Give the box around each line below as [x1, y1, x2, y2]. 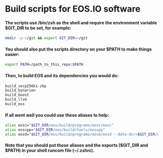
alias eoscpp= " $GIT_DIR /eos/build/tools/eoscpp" [5, 127, 105, 132]
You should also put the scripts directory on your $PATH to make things [5, 46, 152, 52]
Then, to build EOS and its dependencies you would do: [5, 72, 119, 78]
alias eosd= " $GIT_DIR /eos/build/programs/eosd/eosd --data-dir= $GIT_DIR [5, 132, 155, 137]
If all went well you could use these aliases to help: [5, 112, 109, 118]
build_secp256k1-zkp [5, 84, 47, 88]
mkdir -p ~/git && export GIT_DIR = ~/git [5, 35, 88, 41]
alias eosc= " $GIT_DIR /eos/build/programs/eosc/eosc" [5, 123, 114, 128]
